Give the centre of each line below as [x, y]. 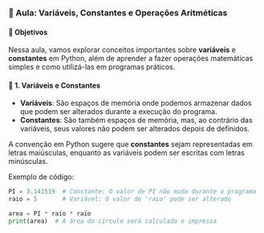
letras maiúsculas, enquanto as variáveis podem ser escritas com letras [126, 153]
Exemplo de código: [41, 177]
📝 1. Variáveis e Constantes [55, 85]
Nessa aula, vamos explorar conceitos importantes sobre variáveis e [122, 50]
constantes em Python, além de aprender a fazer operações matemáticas [131, 59]
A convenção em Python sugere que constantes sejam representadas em [130, 145]
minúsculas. [28, 161]
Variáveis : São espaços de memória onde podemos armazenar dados [136, 103]
